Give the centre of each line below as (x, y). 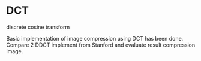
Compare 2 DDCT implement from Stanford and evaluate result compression (101, 45)
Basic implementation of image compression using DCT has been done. (95, 38)
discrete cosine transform (38, 27)
